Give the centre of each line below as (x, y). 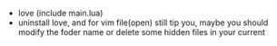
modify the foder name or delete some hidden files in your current (142, 32)
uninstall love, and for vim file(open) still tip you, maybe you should (143, 23)
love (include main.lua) (60, 13)
